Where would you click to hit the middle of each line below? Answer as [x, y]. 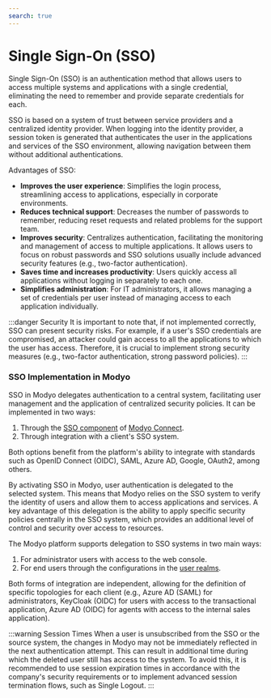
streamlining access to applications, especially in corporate [119, 194]
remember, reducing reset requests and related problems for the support [141, 220]
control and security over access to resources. [86, 528]
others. [20, 469]
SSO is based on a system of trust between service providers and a [121, 120]
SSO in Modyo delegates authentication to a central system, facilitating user [135, 394]
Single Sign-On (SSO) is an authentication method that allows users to [125, 79]
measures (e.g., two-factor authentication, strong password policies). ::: [128, 356]
